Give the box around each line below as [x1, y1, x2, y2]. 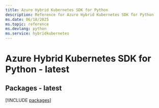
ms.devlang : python [5, 26, 47, 31]
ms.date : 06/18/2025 [5, 17, 49, 22]
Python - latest [5, 64, 70, 75]
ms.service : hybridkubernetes [5, 31, 70, 36]
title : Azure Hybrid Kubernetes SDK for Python [5, 7, 109, 13]
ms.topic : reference [5, 21, 49, 27]
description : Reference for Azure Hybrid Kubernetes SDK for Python [5, 12, 154, 17]
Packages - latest [5, 84, 62, 92]
